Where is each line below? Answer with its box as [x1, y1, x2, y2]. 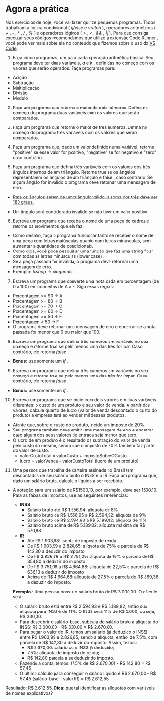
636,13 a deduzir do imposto [27, 569, 84, 575]
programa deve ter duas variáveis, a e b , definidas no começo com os [12, 60, 155, 66]
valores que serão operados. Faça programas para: [12, 65, 116, 71]
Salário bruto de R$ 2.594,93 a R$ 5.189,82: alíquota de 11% [27, 517, 147, 523]
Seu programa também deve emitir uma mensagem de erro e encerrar [12, 427, 154, 432]
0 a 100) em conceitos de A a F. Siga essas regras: [12, 283, 114, 289]
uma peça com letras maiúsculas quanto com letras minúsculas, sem [12, 237, 151, 244]
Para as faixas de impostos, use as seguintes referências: [12, 492, 128, 498]
